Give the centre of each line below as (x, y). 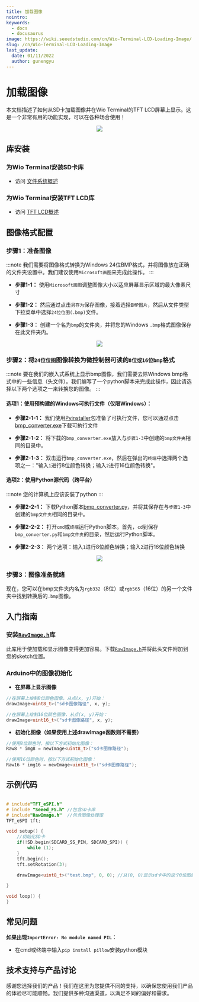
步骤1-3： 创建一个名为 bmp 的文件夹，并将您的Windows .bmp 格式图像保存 (103, 325)
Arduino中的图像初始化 (39, 673)
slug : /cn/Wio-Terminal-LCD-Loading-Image (59, 45)
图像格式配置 (30, 232)
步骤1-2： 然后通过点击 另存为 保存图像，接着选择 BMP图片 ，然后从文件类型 (102, 305)
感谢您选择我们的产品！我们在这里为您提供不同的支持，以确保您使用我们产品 (99, 985)
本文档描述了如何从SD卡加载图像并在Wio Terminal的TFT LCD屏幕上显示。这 (99, 110)
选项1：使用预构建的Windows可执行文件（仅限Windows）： (79, 404)
